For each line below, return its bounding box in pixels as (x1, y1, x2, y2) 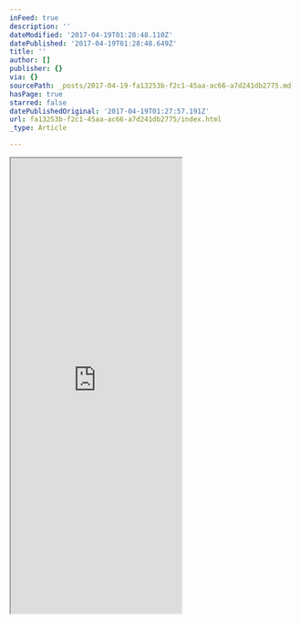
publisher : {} (9, 65, 64, 74)
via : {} (9, 73, 39, 82)
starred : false (9, 97, 67, 107)
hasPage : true (9, 89, 64, 98)
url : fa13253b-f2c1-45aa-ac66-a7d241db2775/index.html (9, 115, 222, 124)
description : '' (9, 22, 71, 31)
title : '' (9, 47, 47, 56)
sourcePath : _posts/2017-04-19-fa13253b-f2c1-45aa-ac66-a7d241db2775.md (9, 81, 292, 90)
